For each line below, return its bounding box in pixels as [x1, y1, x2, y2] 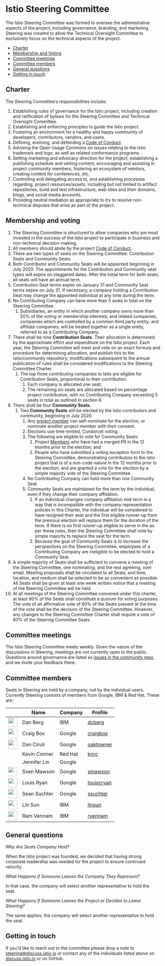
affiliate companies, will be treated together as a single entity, [20, 323, 144, 329]
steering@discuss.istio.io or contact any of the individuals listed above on [5, 950, 155, 956]
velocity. [5, 864, 23, 869]
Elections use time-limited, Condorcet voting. [27, 428, 119, 434]
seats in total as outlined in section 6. [27, 397, 103, 403]
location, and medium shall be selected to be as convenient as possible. [12, 575, 159, 580]
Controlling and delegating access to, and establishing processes [12, 176, 145, 182]
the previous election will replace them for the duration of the [34, 517, 159, 523]
